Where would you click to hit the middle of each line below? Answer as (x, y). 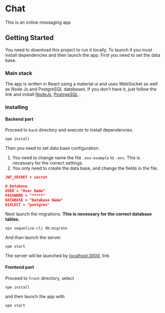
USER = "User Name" (25, 191)
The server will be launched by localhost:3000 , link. (58, 256)
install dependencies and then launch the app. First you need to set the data (83, 55)
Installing (17, 107)
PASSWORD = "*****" (25, 195)
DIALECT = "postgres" (27, 205)
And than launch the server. (33, 237)
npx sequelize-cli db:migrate (36, 228)
